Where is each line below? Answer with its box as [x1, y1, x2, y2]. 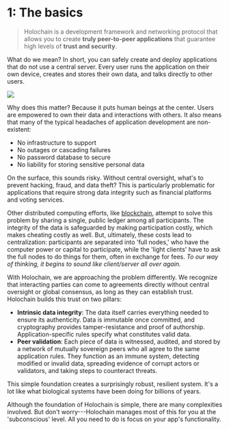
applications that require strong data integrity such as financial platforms [7, 188, 212, 196]
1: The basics [7, 5, 83, 21]
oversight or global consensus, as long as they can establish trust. [7, 287, 193, 296]
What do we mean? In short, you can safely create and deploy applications [7, 55, 217, 63]
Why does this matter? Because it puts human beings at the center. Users [7, 103, 214, 111]
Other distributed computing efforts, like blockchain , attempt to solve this [7, 208, 213, 217]
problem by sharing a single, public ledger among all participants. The [7, 216, 204, 224]
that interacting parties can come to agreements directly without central [7, 280, 210, 289]
